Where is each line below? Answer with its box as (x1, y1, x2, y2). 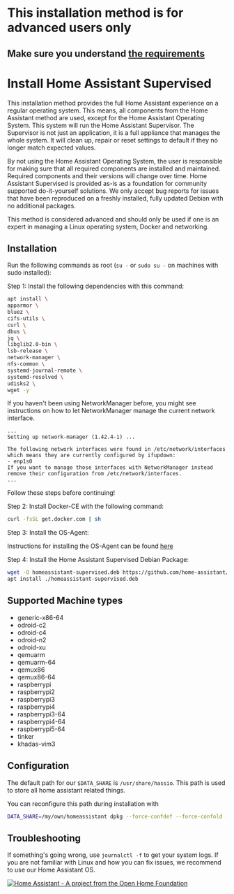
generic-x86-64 (17, 613, 64, 621)
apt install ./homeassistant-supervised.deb (7, 575, 139, 583)
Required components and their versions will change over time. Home (7, 171, 208, 180)
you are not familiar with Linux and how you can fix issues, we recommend (7, 858, 221, 867)
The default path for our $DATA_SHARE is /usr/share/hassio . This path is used (7, 778, 226, 787)
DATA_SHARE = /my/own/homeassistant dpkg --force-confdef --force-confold (7, 813, 223, 820)
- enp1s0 (7, 458, 33, 466)
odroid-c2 (17, 621, 47, 629)
